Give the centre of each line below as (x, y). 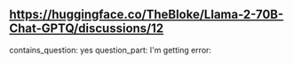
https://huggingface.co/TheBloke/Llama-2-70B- (146, 15)
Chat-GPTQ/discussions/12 (87, 29)
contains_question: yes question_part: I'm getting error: (110, 50)
